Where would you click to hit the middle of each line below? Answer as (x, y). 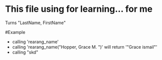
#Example (15, 32)
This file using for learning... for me (79, 9)
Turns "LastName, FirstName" (35, 23)
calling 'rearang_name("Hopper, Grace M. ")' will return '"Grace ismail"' (85, 47)
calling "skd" (25, 52)
